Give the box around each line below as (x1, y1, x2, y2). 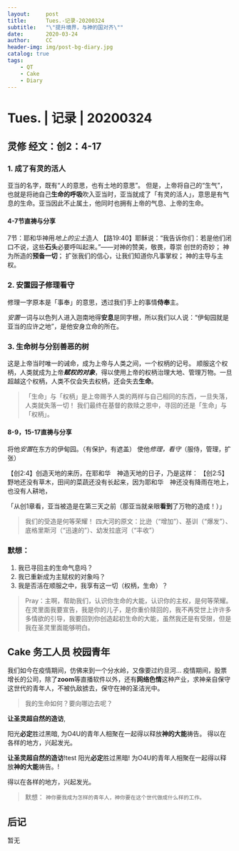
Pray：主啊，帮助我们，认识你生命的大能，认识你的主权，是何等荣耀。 (24, 596, 233, 605)
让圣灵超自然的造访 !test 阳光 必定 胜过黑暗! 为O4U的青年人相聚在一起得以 (7, 754, 220, 762)
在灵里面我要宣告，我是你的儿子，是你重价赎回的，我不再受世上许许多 (24, 605, 232, 614)
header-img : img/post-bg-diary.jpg (7, 44, 113, 51)
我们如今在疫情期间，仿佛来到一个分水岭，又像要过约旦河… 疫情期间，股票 (7, 666, 228, 675)
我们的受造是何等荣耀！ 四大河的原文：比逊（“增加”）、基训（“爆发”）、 (24, 517, 232, 525)
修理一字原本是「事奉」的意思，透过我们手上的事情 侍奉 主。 (7, 298, 183, 306)
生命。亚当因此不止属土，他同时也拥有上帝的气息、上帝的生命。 (19, 199, 208, 208)
